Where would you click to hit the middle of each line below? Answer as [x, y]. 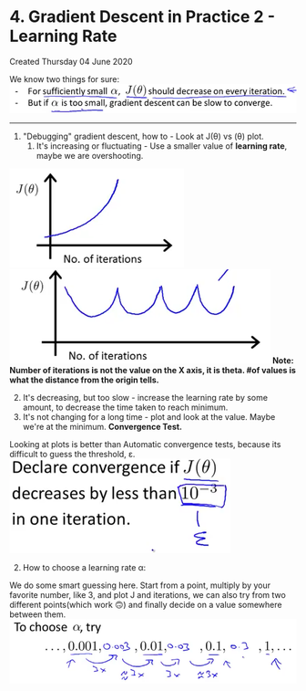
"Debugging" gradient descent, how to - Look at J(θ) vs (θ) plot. [143, 136]
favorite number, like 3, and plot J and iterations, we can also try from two [148, 594]
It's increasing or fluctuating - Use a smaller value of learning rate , [162, 146]
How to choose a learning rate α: [84, 567]
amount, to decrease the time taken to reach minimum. [125, 407]
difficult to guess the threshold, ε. [72, 454]
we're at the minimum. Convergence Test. [102, 426]
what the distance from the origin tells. [84, 380]
